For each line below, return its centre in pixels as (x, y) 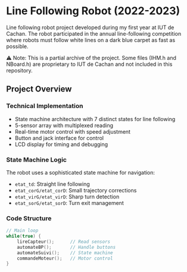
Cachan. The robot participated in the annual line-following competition (94, 33)
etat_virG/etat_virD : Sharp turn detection (67, 197)
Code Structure (29, 218)
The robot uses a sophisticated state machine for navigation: (81, 172)
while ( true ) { (24, 236)
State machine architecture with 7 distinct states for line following (95, 119)
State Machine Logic (37, 160)
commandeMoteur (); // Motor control (65, 258)
